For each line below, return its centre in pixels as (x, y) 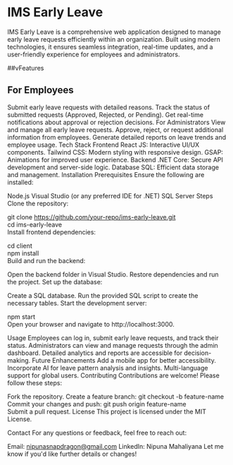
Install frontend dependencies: (52, 232)
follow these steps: (34, 382)
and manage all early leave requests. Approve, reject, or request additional (115, 129)
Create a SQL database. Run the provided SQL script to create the (103, 295)
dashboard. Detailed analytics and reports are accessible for (95, 353)
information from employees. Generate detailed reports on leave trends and (117, 137)
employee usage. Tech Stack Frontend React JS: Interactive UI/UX (103, 145)
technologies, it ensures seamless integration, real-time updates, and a (110, 47)
